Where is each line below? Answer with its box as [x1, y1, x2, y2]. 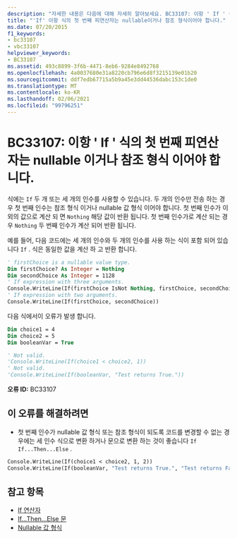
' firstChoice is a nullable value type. [7, 259, 131, 266]
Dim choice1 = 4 [7, 326, 55, 333]
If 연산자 [17, 506, 41, 515]
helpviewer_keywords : [7, 50, 71, 57]
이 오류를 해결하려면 [7, 408, 89, 420]
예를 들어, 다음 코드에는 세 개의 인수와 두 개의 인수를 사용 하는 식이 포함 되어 [7, 236, 216, 244]
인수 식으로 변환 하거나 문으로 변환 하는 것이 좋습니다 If [44, 436, 197, 445]
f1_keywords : [7, 30, 46, 37]
